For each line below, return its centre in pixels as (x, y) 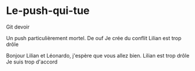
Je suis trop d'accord (32, 62)
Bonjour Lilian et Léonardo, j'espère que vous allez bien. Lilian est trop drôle (98, 55)
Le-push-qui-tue (48, 11)
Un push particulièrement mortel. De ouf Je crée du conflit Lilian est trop (94, 38)
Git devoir (18, 27)
